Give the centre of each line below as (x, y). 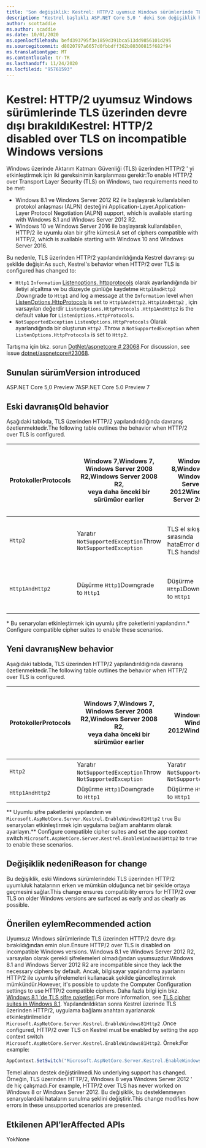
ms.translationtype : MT (37, 52)
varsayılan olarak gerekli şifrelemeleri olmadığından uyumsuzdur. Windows (100, 958)
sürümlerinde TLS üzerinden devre (97, 113)
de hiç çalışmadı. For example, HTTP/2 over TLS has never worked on (94, 1086)
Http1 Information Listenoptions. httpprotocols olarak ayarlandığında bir (106, 282)
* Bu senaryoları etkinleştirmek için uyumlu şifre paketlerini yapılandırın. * (98, 623)
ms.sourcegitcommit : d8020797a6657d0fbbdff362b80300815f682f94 (89, 47)
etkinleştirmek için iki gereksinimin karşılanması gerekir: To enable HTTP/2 (100, 175)
